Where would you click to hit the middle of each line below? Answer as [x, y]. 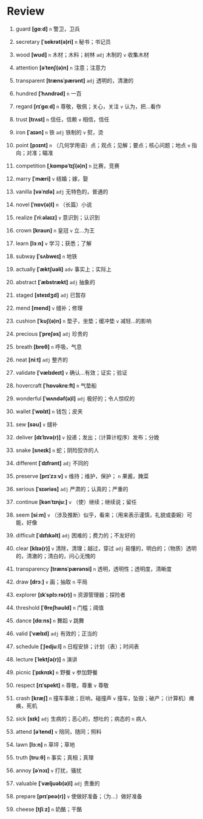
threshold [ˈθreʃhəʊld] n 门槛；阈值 [60, 607]
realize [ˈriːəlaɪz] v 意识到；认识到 [58, 217]
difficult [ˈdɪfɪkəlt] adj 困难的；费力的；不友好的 [75, 535]
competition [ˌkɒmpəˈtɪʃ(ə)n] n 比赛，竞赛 [68, 166]
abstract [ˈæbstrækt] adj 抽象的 [55, 282]
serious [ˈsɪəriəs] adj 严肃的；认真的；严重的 [72, 489]
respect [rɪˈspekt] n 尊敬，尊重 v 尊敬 [62, 685]
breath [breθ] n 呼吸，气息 [49, 347]
